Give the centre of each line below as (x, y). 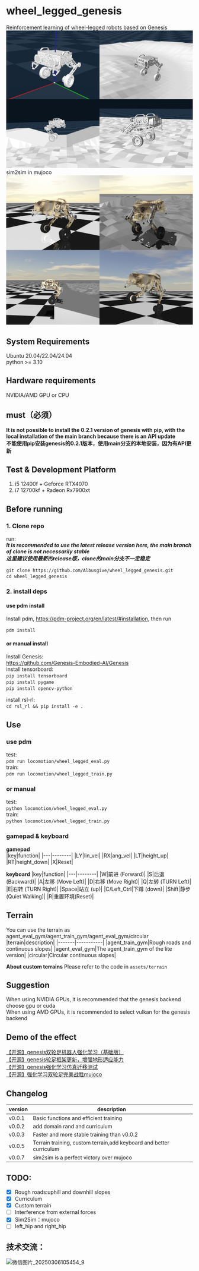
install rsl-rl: (21, 700)
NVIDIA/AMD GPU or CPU (38, 395)
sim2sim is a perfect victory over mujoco (82, 1158)
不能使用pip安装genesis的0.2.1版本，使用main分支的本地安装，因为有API (96, 443)
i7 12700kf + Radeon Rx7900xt (52, 490)
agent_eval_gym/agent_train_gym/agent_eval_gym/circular (78, 936)
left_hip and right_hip (40, 1226)
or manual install (27, 644)
